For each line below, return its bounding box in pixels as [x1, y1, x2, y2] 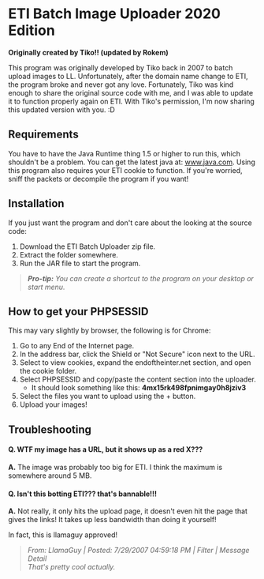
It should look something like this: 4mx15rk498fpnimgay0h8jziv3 [31, 383, 247, 393]
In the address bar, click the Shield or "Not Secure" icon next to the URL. [19, 349, 255, 359]
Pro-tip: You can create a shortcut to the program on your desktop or [27, 273, 255, 283]
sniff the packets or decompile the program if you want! [8, 174, 189, 183]
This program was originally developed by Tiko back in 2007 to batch [8, 62, 233, 72]
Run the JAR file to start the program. [19, 258, 141, 268]
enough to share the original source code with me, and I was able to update [8, 88, 254, 97]
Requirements [8, 128, 79, 141]
